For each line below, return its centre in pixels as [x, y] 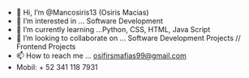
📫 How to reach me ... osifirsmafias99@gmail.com [101, 55]
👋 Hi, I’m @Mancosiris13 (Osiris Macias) [82, 12]
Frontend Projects [46, 47]
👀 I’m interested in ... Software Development [90, 21]
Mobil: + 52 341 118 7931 [57, 67]
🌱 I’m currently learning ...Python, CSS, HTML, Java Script [113, 29]
